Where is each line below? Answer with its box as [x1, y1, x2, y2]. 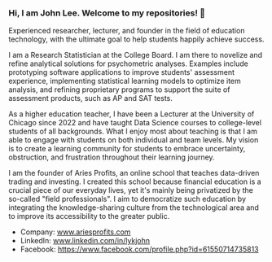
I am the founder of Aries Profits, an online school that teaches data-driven [8, 168, 260, 178]
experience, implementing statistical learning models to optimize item [8, 76, 242, 86]
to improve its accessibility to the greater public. [8, 212, 170, 221]
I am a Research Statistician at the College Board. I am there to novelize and [8, 50, 263, 60]
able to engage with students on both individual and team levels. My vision [8, 135, 259, 145]
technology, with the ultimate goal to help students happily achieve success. [8, 34, 265, 44]
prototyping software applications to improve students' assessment [8, 68, 235, 77]
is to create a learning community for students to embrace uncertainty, [8, 144, 246, 154]
